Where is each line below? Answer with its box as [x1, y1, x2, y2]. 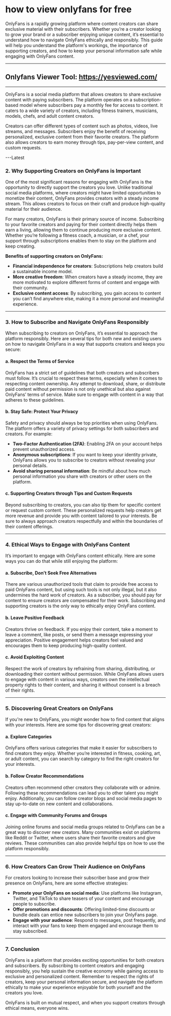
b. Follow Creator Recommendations [5, 772, 84, 779]
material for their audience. [5, 206, 62, 212]
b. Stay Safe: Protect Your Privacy [5, 408, 78, 415]
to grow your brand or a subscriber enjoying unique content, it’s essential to [5, 31, 164, 37]
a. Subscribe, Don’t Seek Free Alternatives [5, 569, 97, 576]
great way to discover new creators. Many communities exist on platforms [5, 829, 161, 835]
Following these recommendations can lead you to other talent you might [5, 789, 159, 796]
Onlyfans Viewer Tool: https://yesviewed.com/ [5, 73, 158, 81]
